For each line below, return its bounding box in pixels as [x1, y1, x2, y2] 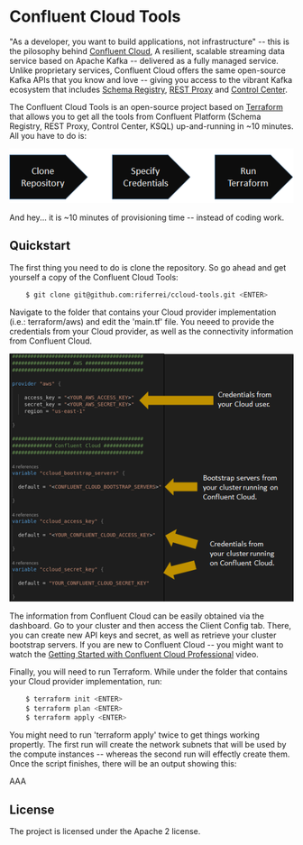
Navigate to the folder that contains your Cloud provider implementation [9, 307, 277, 317]
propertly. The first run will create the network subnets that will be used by [9, 739, 287, 750]
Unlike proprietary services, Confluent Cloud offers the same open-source [9, 65, 286, 76]
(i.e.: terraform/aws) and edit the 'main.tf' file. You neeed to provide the [9, 316, 275, 326]
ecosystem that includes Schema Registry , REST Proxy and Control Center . [9, 84, 289, 95]
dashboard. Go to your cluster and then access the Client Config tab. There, [9, 620, 291, 630]
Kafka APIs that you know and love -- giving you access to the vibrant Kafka [9, 74, 293, 85]
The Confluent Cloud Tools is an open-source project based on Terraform [9, 101, 284, 112]
